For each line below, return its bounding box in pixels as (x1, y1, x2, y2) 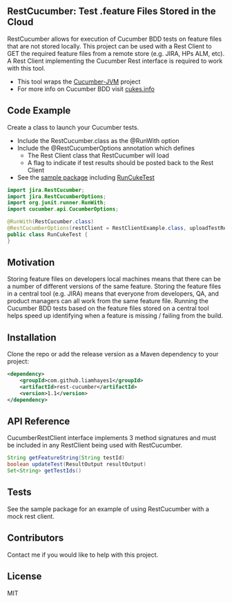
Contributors (7, 532, 64, 544)
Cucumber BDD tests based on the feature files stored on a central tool (7, 304, 209, 313)
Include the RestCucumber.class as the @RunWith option (17, 136, 180, 144)
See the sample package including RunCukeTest (17, 173, 155, 182)
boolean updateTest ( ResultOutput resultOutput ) (7, 461, 147, 468)
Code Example (7, 105, 71, 117)
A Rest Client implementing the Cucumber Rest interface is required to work (7, 57, 223, 65)
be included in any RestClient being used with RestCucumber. (7, 441, 183, 450)
